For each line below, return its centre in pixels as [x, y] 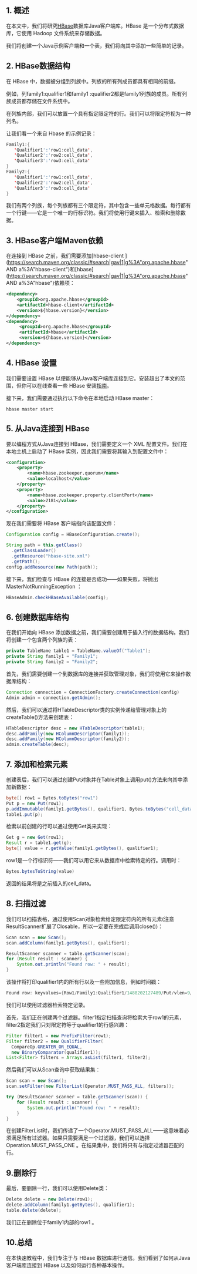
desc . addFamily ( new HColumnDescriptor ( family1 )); [68, 734]
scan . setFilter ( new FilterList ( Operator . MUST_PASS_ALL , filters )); [90, 1086]
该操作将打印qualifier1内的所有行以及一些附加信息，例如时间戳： [84, 982]
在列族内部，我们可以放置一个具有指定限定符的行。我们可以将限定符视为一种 [98, 113]
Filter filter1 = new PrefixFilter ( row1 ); [59, 1036]
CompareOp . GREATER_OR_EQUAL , [47, 1047]
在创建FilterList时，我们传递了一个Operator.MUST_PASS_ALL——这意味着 [95, 1131]
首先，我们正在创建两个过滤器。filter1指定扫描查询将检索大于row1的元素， [95, 1017]
